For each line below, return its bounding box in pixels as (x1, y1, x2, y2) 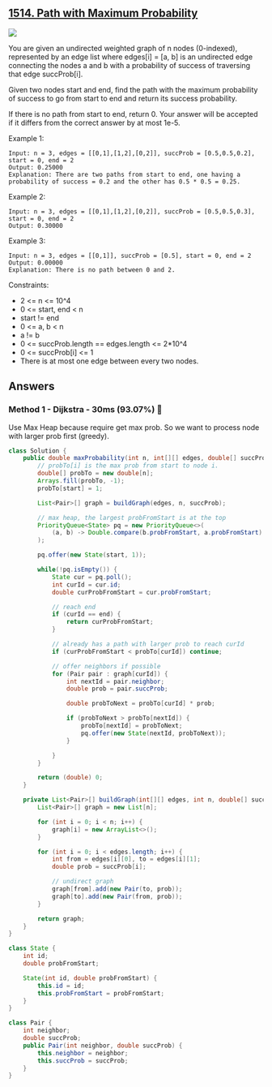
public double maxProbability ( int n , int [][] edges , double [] (23, 454, 237, 462)
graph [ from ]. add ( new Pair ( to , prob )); (51, 885, 183, 893)
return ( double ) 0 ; (37, 774, 104, 782)
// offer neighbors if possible (51, 662, 161, 670)
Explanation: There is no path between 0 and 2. (8, 265, 176, 274)
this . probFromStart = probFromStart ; (37, 989, 164, 997)
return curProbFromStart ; (66, 618, 154, 626)
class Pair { (8, 1019, 53, 1027)
